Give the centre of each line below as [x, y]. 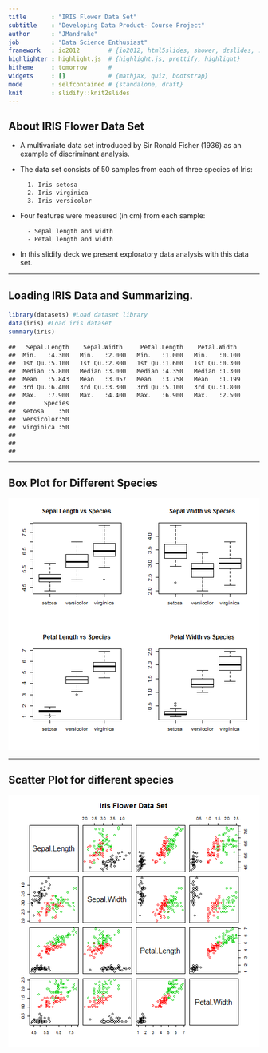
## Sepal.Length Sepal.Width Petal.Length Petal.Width [123, 347]
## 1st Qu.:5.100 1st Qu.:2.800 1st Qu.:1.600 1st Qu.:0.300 [124, 363]
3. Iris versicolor [59, 201]
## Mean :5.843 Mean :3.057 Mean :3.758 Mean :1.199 [124, 379]
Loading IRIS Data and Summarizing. [101, 295]
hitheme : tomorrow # [60, 68]
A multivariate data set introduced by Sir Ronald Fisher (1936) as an [130, 146]
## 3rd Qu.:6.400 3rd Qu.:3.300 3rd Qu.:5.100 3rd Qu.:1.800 [124, 387]
